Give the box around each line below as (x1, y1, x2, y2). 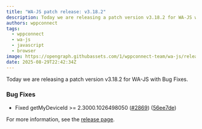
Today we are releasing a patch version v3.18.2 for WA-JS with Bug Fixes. (6, 76, 188, 83)
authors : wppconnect (6, 20, 58, 26)
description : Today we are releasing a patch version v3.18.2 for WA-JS (6, 14, 192, 20)
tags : (6, 25, 20, 32)
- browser (11, 48, 36, 54)
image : (6, 53, 23, 59)
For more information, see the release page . (6, 115, 115, 123)
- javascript (11, 43, 44, 49)
